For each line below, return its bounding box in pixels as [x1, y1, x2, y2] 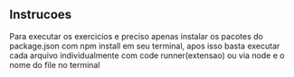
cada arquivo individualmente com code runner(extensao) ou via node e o [9, 49, 285, 61]
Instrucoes [9, 7, 72, 22]
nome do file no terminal [9, 59, 100, 70]
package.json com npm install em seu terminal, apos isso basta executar [9, 40, 280, 51]
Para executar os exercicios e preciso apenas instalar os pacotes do [9, 30, 264, 41]
